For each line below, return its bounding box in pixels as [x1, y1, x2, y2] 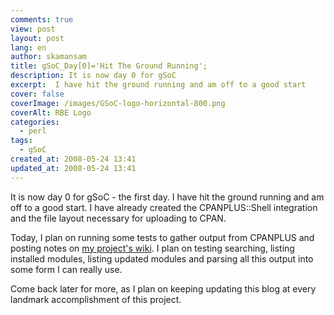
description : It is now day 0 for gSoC [10, 71, 177, 81]
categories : [10, 117, 60, 127]
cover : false [10, 89, 65, 99]
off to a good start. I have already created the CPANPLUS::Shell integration [10, 201, 318, 213]
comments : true [10, 14, 74, 25]
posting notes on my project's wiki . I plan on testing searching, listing [10, 242, 295, 254]
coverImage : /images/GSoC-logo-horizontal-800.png [10, 98, 226, 108]
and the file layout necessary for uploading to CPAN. [10, 212, 227, 224]
